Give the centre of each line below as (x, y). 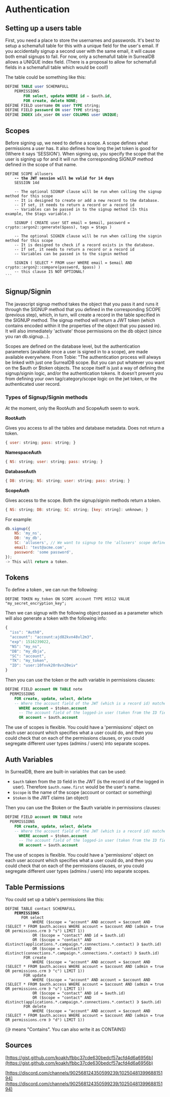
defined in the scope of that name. (41, 164)
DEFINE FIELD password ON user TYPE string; (53, 110)
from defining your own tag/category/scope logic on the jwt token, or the (81, 378)
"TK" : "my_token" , (29, 661)
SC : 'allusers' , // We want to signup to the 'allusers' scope (82, 543)
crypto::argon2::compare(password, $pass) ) (53, 267)
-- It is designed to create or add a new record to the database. (87, 200)
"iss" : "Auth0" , (27, 632)
